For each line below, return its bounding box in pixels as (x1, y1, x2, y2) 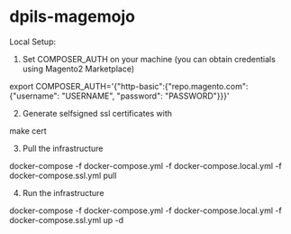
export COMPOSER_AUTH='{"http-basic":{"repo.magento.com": (9, 80, 249, 91)
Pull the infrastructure (22, 143, 104, 154)
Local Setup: (9, 36, 57, 47)
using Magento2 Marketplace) (22, 63, 135, 74)
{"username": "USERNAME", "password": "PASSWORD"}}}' (9, 90, 230, 101)
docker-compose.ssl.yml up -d (9, 214, 124, 225)
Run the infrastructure (22, 187, 105, 198)
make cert (9, 125, 47, 136)
